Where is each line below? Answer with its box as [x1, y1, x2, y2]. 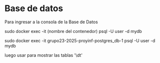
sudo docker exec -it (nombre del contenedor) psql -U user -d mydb [4, 28, 142, 34]
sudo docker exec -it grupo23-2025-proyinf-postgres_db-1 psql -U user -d [4, 37, 156, 44]
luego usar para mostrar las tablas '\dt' [4, 52, 83, 58]
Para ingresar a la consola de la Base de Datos [4, 19, 98, 25]
